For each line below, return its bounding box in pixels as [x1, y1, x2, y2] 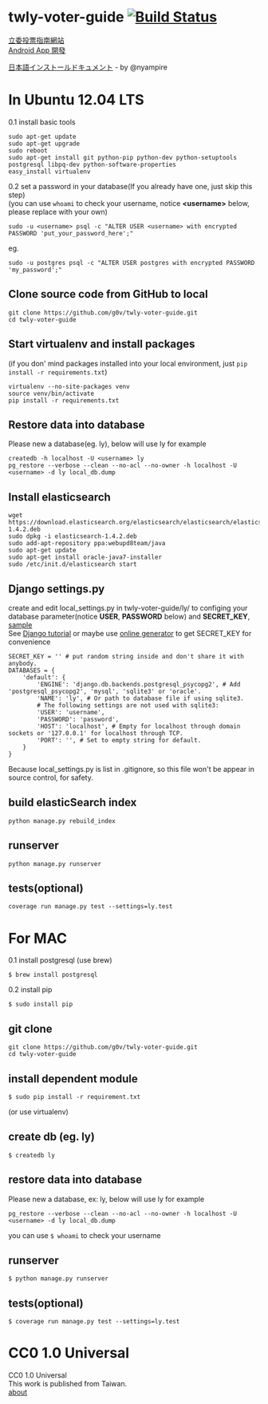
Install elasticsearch [8, 490, 112, 504]
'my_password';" [8, 266, 62, 274]
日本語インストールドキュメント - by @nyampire [8, 62, 167, 72]
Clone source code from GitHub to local [8, 287, 209, 301]
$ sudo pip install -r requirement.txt [8, 1093, 141, 1101]
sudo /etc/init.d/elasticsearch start [8, 560, 137, 568]
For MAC [8, 929, 68, 947]
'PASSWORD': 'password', [37, 715, 120, 723]
